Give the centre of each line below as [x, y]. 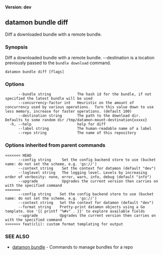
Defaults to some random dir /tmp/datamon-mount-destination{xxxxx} [76, 120]
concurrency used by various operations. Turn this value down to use [79, 107]
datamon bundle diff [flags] [35, 72]
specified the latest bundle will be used [49, 99]
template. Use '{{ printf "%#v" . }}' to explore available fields [75, 211]
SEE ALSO [17, 236]
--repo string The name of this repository [77, 133]
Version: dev [18, 7]
